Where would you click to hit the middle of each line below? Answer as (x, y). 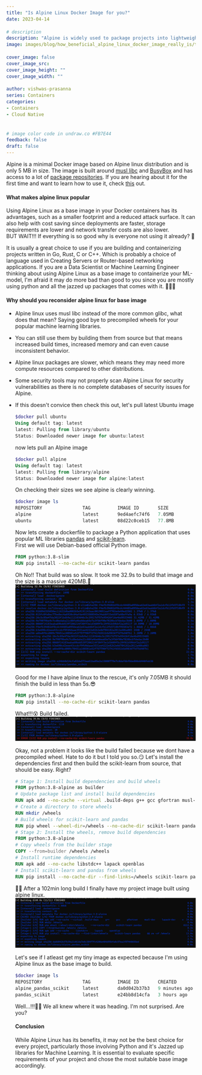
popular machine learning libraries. (58, 326)
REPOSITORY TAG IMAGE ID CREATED (96, 982)
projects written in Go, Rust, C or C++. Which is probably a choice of (91, 254)
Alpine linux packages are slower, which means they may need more (100, 362)
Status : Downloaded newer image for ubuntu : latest (80, 436)
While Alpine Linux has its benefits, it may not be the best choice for (99, 1039)
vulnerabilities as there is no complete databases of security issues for (103, 387)
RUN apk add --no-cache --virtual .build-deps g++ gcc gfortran (97, 801)
